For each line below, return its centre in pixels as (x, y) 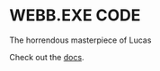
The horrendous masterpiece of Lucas (80, 40)
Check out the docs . (47, 57)
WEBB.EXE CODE (75, 16)
